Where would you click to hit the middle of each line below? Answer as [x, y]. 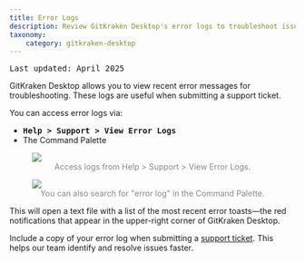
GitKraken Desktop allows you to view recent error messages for [130, 86]
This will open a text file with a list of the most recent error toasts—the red [148, 211]
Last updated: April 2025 [67, 68]
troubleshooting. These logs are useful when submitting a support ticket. [145, 95]
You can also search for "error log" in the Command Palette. [152, 194]
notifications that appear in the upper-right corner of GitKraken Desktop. [145, 221]
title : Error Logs [44, 18]
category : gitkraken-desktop [81, 43]
